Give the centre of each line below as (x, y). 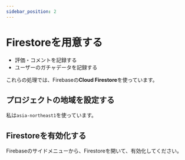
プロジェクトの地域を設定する (60, 100)
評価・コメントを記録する (46, 60)
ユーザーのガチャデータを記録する (56, 67)
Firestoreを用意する (54, 42)
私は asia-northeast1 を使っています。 (52, 115)
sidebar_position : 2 (32, 11)
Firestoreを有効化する (46, 136)
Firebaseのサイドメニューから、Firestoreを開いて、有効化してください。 (94, 151)
